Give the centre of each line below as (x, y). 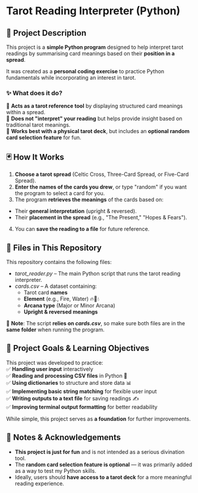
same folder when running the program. (56, 329)
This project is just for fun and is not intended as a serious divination (100, 452)
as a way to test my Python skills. (55, 470)
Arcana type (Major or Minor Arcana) (70, 305)
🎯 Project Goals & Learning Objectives (78, 348)
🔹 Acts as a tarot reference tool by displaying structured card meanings (95, 106)
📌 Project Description (46, 33)
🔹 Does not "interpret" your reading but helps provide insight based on (94, 119)
